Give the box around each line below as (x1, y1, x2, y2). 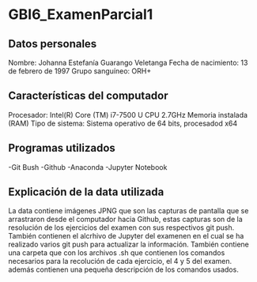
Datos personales (8, 37, 97, 51)
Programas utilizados (8, 141, 116, 155)
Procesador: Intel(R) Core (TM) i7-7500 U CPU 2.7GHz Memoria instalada (8, 110, 248, 119)
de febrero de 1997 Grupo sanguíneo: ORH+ (8, 66, 152, 76)
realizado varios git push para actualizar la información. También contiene (8, 239, 249, 250)
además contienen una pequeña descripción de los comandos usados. (8, 265, 239, 274)
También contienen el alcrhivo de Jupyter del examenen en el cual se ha (8, 231, 244, 241)
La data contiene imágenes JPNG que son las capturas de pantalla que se (8, 206, 249, 216)
